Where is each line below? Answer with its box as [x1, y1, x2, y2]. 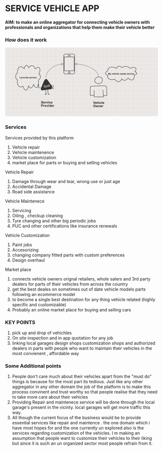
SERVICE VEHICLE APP [5, 3, 99, 14]
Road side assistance [12, 188, 55, 194]
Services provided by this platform [5, 135, 74, 140]
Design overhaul [12, 257, 45, 263]
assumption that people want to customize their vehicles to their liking [12, 435, 152, 441]
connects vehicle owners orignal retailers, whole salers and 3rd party [12, 276, 151, 281]
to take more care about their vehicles [12, 394, 88, 400]
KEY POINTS [5, 319, 35, 326]
